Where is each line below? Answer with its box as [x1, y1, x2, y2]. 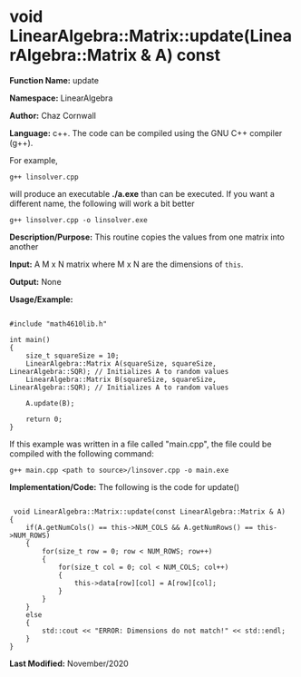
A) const [154, 45, 220, 65]
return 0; [25, 415, 63, 424]
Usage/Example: [9, 293, 73, 305]
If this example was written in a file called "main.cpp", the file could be [9, 438, 272, 449]
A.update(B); [25, 398, 75, 407]
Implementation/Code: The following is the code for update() [9, 481, 240, 492]
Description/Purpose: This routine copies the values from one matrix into [9, 231, 286, 242]
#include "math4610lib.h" [9, 319, 107, 329]
